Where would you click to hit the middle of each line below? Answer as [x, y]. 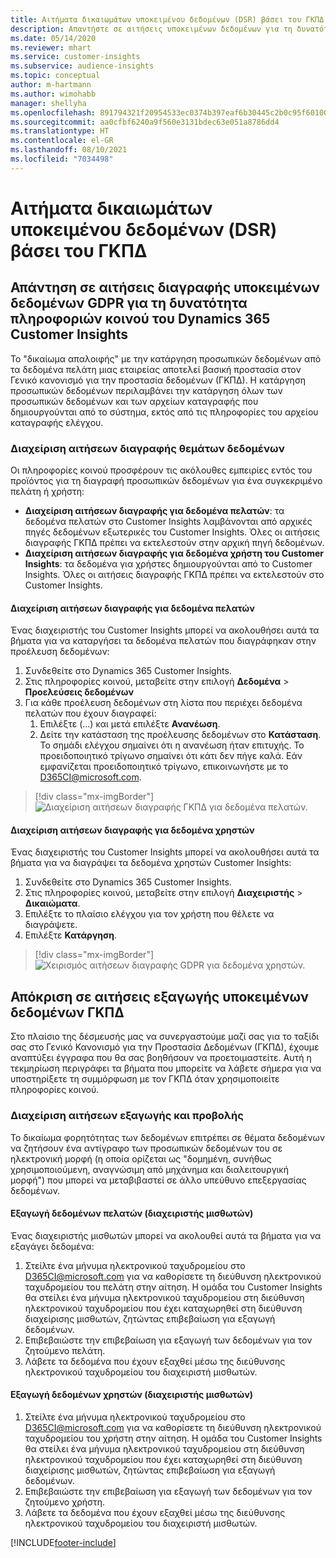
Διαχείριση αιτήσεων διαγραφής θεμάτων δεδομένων [147, 448]
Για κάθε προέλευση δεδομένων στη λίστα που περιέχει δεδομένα [163, 703]
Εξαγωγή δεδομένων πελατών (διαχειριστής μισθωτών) [132, 1213]
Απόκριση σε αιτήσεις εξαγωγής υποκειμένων [160, 996]
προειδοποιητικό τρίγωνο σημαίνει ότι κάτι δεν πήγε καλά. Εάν [171, 756]
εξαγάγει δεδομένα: [52, 1246]
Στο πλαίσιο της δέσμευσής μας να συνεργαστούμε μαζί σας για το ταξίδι [165, 1037]
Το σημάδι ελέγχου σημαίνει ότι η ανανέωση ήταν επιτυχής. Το [172, 745]
